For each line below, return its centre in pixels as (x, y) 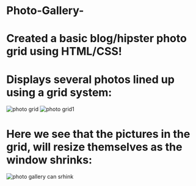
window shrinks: (49, 160)
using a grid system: (59, 92)
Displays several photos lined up (91, 79)
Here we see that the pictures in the (98, 134)
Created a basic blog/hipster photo (97, 39)
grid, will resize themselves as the (94, 147)
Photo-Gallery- (45, 11)
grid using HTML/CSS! (64, 52)
